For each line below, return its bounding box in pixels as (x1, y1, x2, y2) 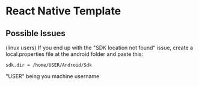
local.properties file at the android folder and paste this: (5, 51, 144, 58)
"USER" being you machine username (5, 73, 100, 79)
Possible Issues (5, 28, 66, 38)
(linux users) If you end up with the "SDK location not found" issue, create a (5, 44, 194, 51)
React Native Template (5, 4, 121, 18)
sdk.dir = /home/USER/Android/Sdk (5, 62, 93, 68)
